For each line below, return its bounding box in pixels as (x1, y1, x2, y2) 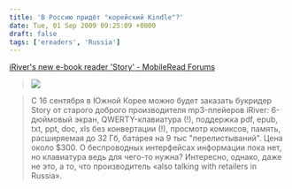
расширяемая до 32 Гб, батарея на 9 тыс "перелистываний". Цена (30, 133, 283, 144)
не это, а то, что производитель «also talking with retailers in (30, 161, 257, 172)
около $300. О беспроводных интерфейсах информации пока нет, (30, 142, 282, 153)
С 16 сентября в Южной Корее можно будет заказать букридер (30, 95, 273, 106)
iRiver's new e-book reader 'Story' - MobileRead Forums (9, 62, 215, 72)
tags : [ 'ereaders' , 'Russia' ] (9, 37, 121, 47)
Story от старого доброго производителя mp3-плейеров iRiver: (30, 105, 270, 116)
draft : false (9, 29, 58, 38)
